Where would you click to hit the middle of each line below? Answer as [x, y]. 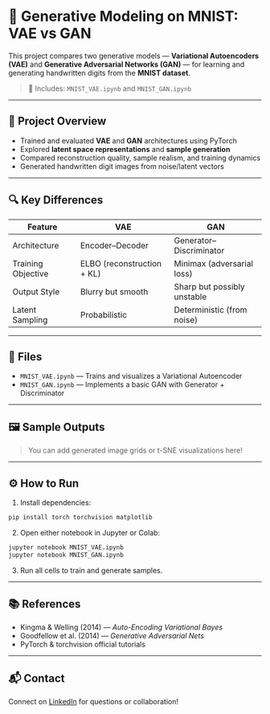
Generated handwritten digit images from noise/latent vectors [122, 166]
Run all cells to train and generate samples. [91, 570]
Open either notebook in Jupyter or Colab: [90, 532]
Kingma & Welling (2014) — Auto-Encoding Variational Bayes [121, 627]
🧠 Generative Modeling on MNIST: [123, 16]
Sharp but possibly [209, 286]
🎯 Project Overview [57, 121]
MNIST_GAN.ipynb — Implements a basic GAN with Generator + [122, 384]
